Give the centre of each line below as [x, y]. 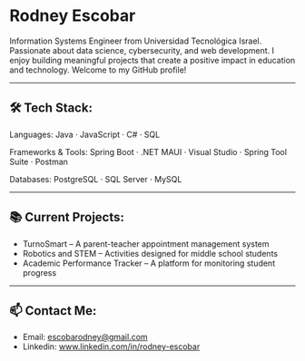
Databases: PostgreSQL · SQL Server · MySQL [96, 179]
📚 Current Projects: [67, 217]
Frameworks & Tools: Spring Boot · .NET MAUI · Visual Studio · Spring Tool [148, 151]
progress [39, 272]
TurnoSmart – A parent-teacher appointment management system [146, 244]
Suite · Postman [39, 161]
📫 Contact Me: [53, 311]
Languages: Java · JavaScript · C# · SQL [85, 134]
